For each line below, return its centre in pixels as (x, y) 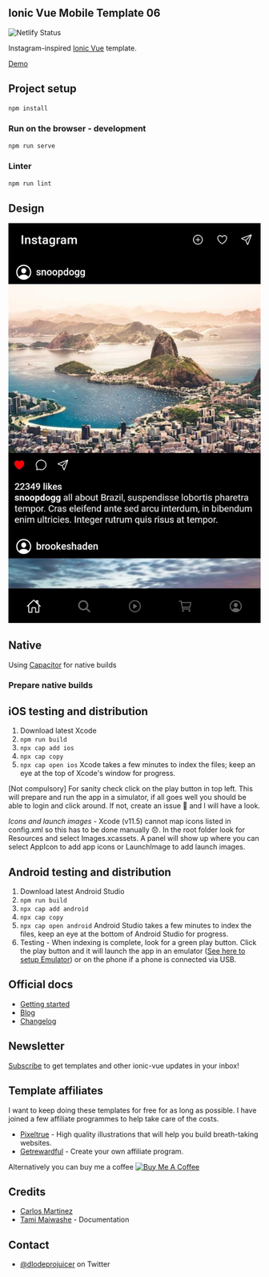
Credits (27, 1192)
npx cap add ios (47, 749)
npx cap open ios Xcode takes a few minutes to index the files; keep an (138, 765)
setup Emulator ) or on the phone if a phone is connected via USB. (128, 960)
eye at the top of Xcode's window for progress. (98, 774)
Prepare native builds (51, 685)
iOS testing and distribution (78, 711)
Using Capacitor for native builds (62, 665)
